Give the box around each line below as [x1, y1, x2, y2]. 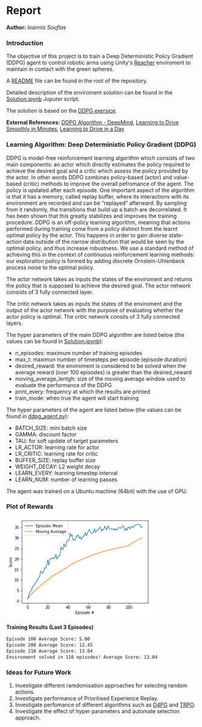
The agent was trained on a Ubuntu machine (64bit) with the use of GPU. [6, 487, 188, 494]
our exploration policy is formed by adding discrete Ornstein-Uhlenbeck [6, 257, 185, 264]
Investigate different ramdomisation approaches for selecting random [14, 682, 188, 689]
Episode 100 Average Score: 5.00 [6, 636, 90, 642]
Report [6, 4, 41, 18]
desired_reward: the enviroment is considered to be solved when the [14, 362, 186, 370]
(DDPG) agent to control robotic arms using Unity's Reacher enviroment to [6, 59, 191, 67]
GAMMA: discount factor [14, 431, 77, 438]
